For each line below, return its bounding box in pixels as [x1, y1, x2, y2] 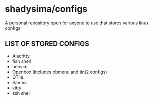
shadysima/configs [5, 3, 88, 15]
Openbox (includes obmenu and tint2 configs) [12, 69, 107, 75]
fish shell [12, 58, 31, 64]
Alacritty [12, 53, 30, 59]
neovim [12, 63, 28, 69]
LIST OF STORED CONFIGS [5, 40, 90, 48]
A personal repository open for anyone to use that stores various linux [5, 20, 149, 26]
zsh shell [12, 90, 31, 96]
